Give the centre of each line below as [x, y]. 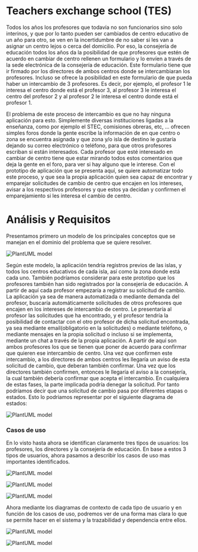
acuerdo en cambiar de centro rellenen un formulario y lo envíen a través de [99, 59]
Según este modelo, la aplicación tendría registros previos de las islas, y [94, 265]
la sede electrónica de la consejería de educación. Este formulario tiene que [99, 65]
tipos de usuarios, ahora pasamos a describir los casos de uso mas [88, 456]
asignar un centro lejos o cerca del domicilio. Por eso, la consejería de [92, 46]
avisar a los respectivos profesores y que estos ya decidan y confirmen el [96, 189]
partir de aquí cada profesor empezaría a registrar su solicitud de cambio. [96, 290]
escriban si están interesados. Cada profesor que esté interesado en [90, 151]
